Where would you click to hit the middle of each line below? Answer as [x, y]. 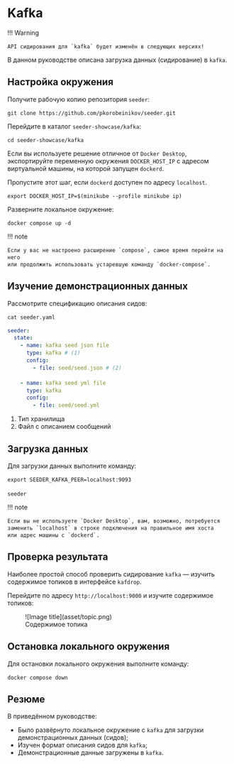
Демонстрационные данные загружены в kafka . [91, 753]
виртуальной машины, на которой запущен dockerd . [86, 168]
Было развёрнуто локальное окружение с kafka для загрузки [111, 730]
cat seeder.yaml [31, 317]
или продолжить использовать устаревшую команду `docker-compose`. [109, 264]
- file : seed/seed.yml [66, 405]
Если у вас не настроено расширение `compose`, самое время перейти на [115, 250]
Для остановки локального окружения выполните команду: [98, 664]
